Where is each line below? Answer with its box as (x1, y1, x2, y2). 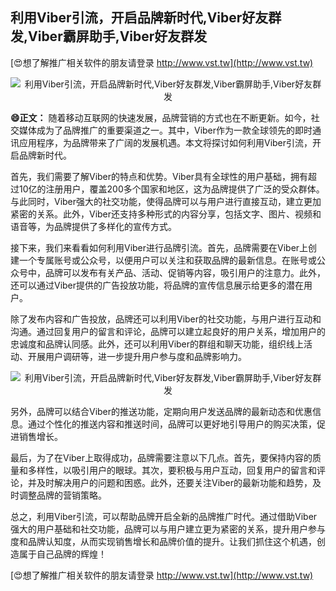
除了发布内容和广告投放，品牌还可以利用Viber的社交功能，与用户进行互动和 (10, 313, 322, 325)
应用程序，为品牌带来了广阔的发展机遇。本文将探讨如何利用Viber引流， (18, 136, 313, 148)
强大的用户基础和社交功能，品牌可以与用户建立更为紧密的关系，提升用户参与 (10, 523, 326, 535)
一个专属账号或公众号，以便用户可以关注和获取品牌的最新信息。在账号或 (18, 254, 317, 266)
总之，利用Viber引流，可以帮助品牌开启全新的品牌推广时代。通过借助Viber (10, 510, 318, 522)
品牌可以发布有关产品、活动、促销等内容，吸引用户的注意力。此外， (44, 266, 326, 278)
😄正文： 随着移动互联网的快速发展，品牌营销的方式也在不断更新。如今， (10, 111, 312, 123)
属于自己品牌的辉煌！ (18, 548, 107, 560)
